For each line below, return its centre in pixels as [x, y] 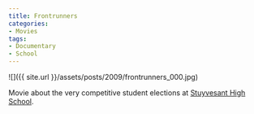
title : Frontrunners [43, 16]
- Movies [23, 31]
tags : [17, 39]
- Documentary [32, 46]
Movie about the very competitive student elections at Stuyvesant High [127, 93]
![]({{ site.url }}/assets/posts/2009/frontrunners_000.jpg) [103, 77]
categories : [28, 24]
